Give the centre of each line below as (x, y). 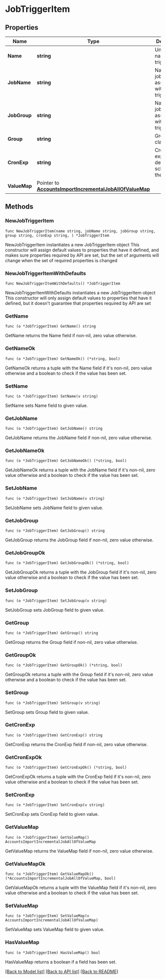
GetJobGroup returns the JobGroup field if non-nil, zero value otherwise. (79, 540)
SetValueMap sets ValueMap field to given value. (55, 929)
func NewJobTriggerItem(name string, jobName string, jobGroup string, (80, 231)
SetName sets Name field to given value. (46, 405)
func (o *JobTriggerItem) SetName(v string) (52, 396)
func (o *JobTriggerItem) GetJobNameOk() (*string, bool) (66, 461)
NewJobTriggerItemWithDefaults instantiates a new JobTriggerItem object (80, 292)
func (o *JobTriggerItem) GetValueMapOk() (49, 874)
